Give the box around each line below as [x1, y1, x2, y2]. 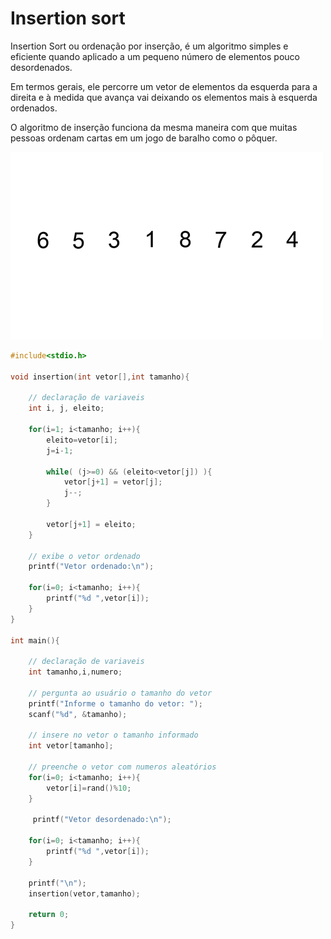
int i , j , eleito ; [28, 403, 105, 414]
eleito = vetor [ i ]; [46, 435, 118, 445]
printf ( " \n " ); [28, 878, 87, 888]
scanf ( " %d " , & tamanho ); [28, 709, 128, 719]
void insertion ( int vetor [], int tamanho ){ [10, 372, 190, 382]
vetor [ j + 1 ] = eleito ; [46, 519, 137, 529]
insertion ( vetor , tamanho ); [28, 888, 141, 899]
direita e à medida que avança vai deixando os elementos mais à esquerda [10, 91, 318, 103]
